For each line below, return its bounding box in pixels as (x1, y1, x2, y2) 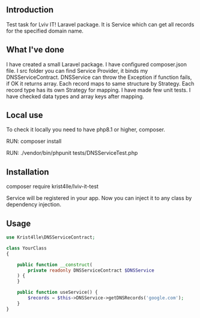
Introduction (6, 5, 54, 15)
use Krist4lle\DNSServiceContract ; (6, 234, 95, 240)
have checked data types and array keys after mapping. (6, 93, 144, 100)
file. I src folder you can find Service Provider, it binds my (6, 67, 148, 74)
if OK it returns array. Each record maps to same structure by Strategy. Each (6, 79, 195, 87)
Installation (6, 167, 49, 177)
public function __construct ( (17, 261, 93, 267)
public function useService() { (17, 289, 98, 296)
